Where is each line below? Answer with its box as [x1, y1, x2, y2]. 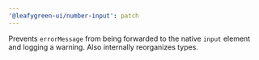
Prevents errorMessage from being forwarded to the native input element [8, 34, 251, 43]
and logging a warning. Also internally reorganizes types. [8, 42, 198, 52]
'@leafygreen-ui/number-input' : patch [8, 11, 139, 20]
